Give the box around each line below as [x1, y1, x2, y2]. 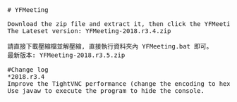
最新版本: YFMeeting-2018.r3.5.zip [7, 51, 126, 59]
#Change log [7, 66, 49, 73]
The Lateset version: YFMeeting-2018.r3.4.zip [7, 27, 171, 34]
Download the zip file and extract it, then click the [7, 20, 201, 27]
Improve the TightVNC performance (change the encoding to [7, 80, 217, 87]
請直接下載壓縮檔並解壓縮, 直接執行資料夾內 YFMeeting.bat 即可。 [7, 42, 213, 50]
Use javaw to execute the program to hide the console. [7, 87, 205, 94]
